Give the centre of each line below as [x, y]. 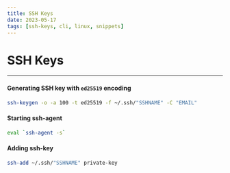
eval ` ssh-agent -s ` [37, 132]
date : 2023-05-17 [32, 20]
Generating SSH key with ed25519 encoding [69, 88]
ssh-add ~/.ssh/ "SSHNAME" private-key [62, 163]
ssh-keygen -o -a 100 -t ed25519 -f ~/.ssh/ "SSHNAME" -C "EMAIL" [102, 103]
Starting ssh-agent [35, 118]
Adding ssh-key [30, 148]
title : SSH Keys [30, 13]
